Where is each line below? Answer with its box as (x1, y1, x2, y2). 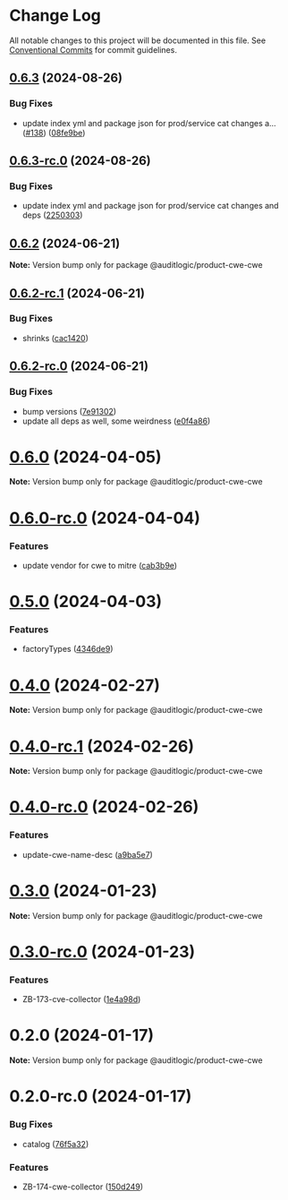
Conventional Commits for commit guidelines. (9, 44, 177, 55)
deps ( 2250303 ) (21, 210, 83, 220)
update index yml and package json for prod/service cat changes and (21, 201, 279, 211)
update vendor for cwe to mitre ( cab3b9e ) (21, 560, 177, 570)
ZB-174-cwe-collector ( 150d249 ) (21, 1181, 144, 1192)
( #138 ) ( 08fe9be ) (21, 127, 86, 138)
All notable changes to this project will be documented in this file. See (9, 35, 267, 46)
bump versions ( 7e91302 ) (21, 406, 117, 416)
